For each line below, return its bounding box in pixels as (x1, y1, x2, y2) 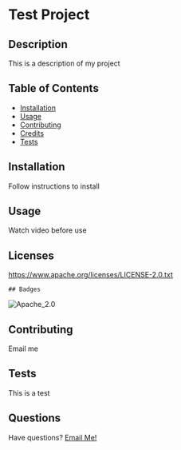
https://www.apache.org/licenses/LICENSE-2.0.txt (8, 270, 174, 280)
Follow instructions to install (8, 181, 100, 191)
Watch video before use (8, 225, 87, 235)
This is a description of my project (8, 58, 121, 68)
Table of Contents (8, 82, 100, 95)
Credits (19, 128, 45, 137)
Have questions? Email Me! (8, 432, 97, 442)
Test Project (8, 6, 90, 24)
